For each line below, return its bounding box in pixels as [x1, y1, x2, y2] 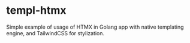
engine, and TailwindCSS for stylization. [6, 29, 105, 36]
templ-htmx [6, 4, 67, 17]
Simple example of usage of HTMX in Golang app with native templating [6, 23, 184, 30]
